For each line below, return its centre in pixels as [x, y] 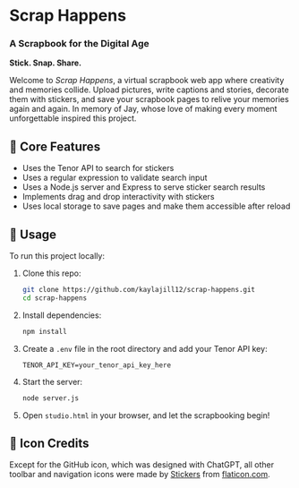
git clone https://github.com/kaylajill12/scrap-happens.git [139, 290]
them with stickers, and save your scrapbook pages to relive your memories [149, 99]
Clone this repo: [51, 273]
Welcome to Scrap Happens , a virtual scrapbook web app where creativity [147, 81]
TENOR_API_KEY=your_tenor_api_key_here [97, 365]
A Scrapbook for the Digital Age [79, 44]
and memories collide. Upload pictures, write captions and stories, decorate [149, 90]
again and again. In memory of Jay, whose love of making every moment [143, 109]
